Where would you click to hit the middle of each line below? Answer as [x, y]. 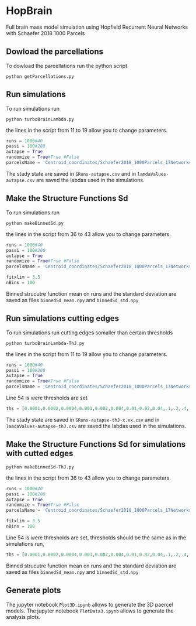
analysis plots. [23, 617]
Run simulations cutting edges [63, 318]
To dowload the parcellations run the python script [66, 66]
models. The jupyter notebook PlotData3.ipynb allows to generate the [90, 611]
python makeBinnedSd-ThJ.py [40, 467]
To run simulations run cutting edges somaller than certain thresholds [90, 333]
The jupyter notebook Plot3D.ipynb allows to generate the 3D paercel [90, 604]
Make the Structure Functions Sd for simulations [96, 444]
